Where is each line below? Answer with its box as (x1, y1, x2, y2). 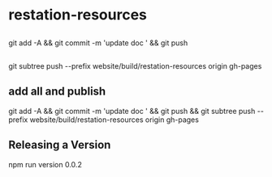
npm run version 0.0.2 (8, 159, 83, 169)
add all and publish (8, 85, 106, 99)
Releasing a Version (8, 138, 111, 152)
